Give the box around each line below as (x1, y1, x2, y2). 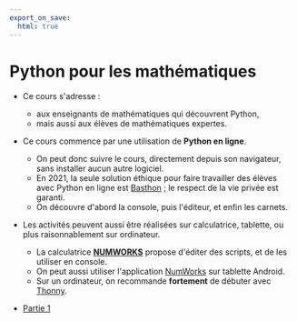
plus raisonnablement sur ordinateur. (22, 229, 161, 240)
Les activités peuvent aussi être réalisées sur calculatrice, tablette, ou (22, 219, 284, 230)
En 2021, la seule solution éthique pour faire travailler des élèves (35, 173, 277, 184)
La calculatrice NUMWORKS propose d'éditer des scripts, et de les (35, 247, 288, 257)
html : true (17, 22, 59, 31)
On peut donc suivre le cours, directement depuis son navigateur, (35, 154, 282, 165)
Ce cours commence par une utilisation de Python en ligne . (22, 136, 247, 146)
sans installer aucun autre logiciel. (35, 163, 164, 174)
